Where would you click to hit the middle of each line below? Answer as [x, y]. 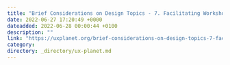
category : [21, 45]
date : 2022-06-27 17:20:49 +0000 [55, 20]
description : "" [30, 32]
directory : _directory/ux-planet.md [59, 51]
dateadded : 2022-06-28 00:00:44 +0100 [62, 26]
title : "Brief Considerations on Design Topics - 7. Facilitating [104, 13]
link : [15, 39]
